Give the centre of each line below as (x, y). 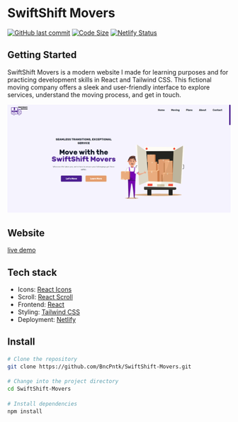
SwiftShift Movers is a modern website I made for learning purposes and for (118, 72)
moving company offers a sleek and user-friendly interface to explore (109, 87)
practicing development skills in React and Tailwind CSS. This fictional (109, 79)
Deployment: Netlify (47, 319)
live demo (22, 250)
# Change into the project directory (63, 382)
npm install (25, 411)
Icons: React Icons (45, 289)
